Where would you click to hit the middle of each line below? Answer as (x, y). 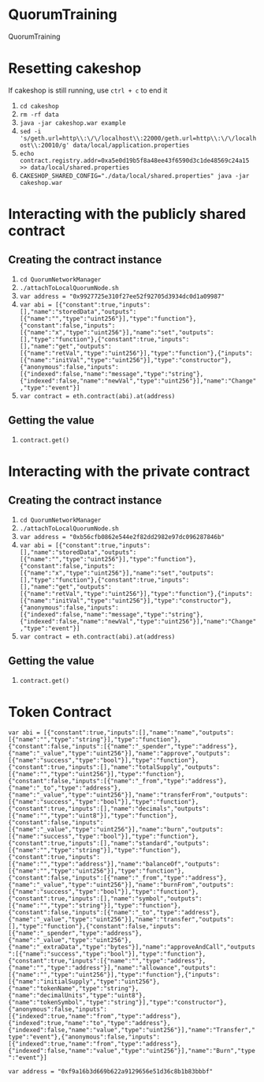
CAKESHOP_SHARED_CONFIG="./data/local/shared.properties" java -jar (134, 175)
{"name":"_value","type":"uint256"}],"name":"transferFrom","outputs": (128, 795)
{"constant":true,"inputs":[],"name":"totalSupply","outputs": (114, 767)
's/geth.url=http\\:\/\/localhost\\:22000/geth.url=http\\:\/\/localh (138, 138)
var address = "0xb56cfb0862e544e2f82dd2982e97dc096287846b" (122, 537)
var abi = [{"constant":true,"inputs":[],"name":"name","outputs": (121, 733)
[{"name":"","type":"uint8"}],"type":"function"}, (93, 816)
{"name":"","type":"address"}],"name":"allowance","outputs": (112, 968)
